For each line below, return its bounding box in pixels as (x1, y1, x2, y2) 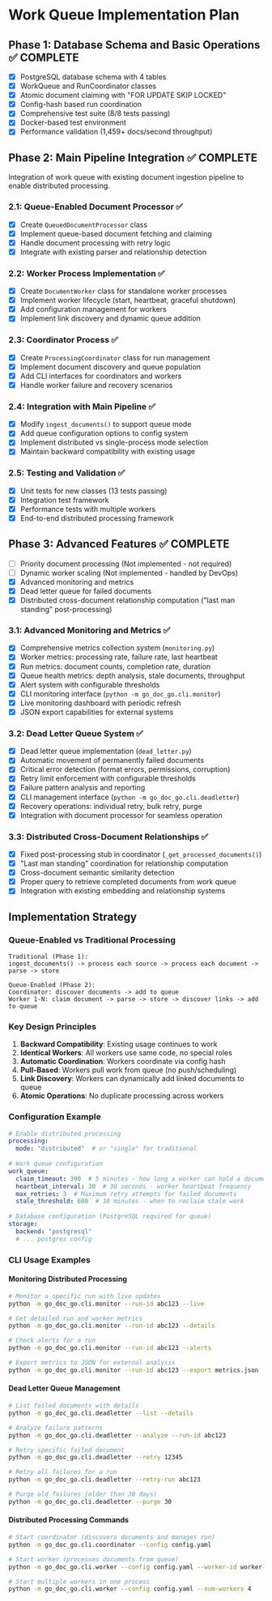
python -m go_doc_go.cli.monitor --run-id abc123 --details (8, 1322, 216, 1330)
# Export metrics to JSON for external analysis (8, 1359, 176, 1367)
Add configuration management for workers (19, 304, 168, 314)
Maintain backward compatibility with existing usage (19, 447, 196, 457)
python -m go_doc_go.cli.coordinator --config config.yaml (8, 1540, 212, 1548)
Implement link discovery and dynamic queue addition (19, 313, 201, 323)
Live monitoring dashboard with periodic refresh (19, 698, 181, 708)
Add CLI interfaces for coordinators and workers (19, 371, 182, 381)
